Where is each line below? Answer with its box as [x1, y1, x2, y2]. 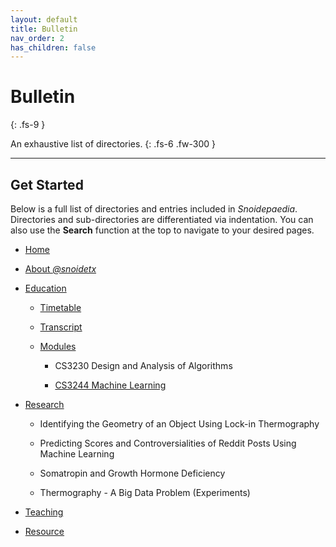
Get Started [10, 176, 84, 193]
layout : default [10, 14, 78, 25]
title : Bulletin [10, 24, 78, 34]
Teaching [24, 506, 64, 518]
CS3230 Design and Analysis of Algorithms [54, 360, 233, 371]
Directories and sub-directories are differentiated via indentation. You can [10, 214, 314, 225]
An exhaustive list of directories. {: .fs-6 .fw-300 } [10, 138, 217, 150]
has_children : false [10, 42, 97, 53]
